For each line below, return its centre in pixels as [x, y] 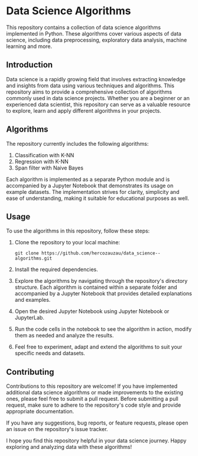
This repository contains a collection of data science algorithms [84, 27]
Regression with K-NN [42, 161]
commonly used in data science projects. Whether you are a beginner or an [98, 98]
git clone [27, 253]
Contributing [30, 372]
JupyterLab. [29, 318]
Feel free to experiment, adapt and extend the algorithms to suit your [98, 347]
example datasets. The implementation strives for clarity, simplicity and [93, 192]
